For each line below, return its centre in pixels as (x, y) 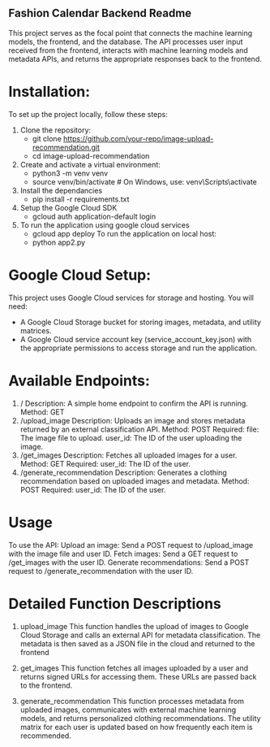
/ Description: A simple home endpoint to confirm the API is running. (134, 403)
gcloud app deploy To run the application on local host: (124, 233)
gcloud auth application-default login (94, 216)
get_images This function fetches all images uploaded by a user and (134, 668)
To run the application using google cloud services (105, 225)
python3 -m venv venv (70, 173)
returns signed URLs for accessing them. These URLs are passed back (138, 676)
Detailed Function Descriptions (115, 604)
